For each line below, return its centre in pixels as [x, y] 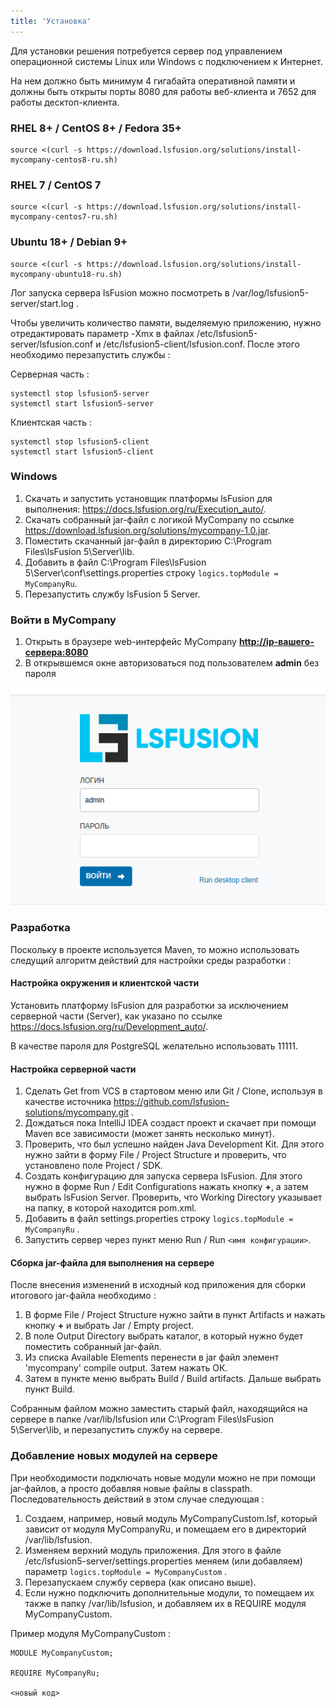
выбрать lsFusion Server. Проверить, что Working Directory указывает [173, 1197]
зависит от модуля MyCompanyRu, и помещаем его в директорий [165, 1529]
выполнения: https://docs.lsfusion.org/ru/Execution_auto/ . [145, 509]
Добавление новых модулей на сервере [114, 1456]
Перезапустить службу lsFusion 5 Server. [112, 594]
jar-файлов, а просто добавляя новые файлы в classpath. [131, 1488]
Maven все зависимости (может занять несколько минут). [149, 1134]
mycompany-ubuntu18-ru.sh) [66, 274]
